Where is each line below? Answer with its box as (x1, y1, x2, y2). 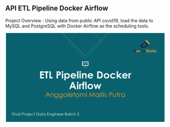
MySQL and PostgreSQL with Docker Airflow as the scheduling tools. (5, 23, 150, 29)
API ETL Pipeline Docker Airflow (5, 4, 108, 13)
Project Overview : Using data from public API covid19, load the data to (5, 17, 153, 23)
